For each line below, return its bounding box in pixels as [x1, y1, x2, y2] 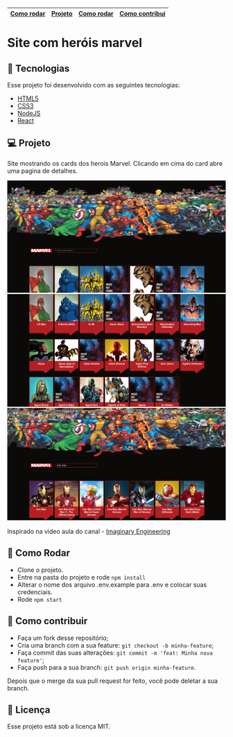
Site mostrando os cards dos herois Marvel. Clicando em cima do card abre [7, 159, 223, 167]
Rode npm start [17, 595, 62, 603]
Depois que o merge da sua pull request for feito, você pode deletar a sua [7, 677, 218, 685]
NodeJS [17, 109, 41, 117]
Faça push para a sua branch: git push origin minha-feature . [17, 663, 196, 671]
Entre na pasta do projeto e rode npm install [17, 573, 146, 581]
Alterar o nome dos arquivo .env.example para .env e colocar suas [17, 580, 207, 589]
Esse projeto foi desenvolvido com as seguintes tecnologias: [7, 81, 180, 89]
